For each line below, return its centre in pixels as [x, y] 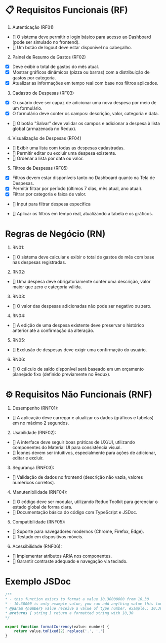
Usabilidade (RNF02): [34, 433]
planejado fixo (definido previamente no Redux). [61, 374]
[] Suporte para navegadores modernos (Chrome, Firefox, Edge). [78, 531]
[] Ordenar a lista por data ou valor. [48, 159]
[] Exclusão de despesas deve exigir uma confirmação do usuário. [80, 350]
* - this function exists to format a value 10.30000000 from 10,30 [77, 599]
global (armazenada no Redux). [44, 129]
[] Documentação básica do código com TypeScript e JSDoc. [75, 513]
